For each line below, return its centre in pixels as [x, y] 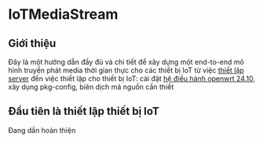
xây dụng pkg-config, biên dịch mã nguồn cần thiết [91, 87]
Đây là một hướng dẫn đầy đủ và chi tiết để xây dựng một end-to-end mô [126, 62]
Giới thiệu [32, 43]
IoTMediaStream [63, 14]
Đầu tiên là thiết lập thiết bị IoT [84, 111]
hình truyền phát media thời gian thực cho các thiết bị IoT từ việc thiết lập [126, 70]
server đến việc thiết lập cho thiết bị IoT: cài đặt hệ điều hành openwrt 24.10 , [131, 79]
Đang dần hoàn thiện [42, 130]
